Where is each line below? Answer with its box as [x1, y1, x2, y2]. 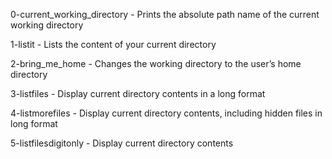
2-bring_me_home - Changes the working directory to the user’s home [10, 58, 302, 69]
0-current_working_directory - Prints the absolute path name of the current [10, 9, 320, 20]
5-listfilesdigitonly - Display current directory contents [10, 137, 234, 149]
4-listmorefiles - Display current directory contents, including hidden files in [10, 107, 323, 119]
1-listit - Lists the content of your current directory [10, 39, 217, 50]
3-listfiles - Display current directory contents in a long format [10, 88, 266, 99]
